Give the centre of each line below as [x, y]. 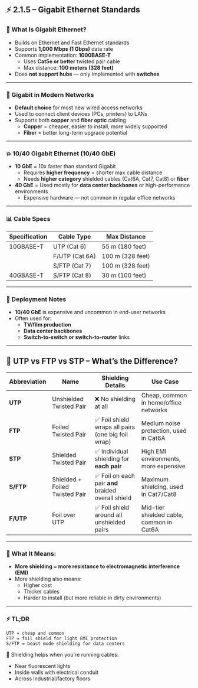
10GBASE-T [27, 246]
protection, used [164, 431]
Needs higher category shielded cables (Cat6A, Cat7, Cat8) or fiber [106, 179]
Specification [28, 236]
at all [101, 406]
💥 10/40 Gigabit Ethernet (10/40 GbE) [61, 154]
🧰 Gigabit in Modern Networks [50, 94]
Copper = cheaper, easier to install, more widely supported [95, 126]
